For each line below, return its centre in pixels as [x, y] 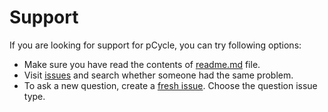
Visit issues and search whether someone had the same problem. [158, 75]
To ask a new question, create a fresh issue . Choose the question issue [170, 85]
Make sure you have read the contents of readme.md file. [142, 64]
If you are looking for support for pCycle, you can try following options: [155, 45]
